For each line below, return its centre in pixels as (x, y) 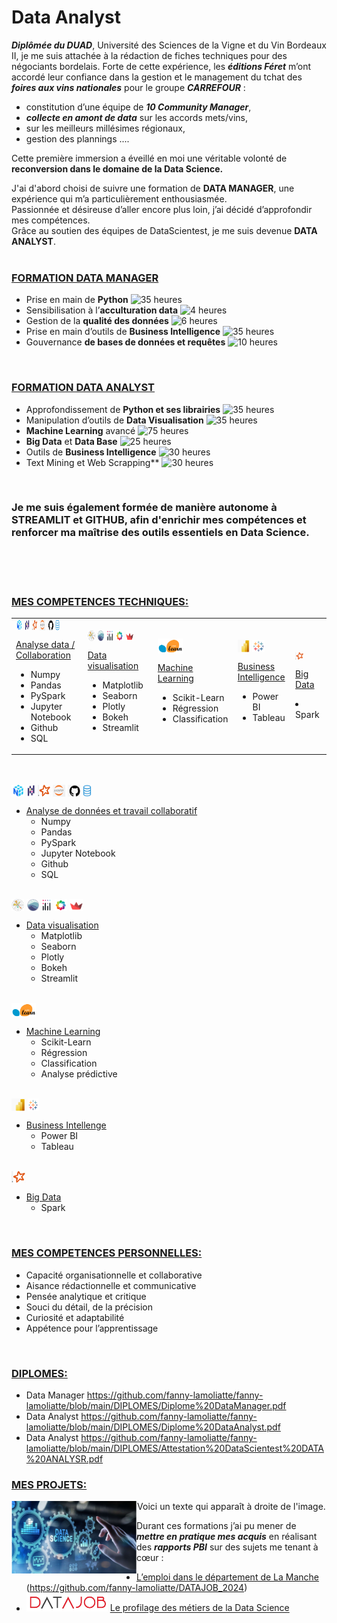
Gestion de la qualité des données (97, 321)
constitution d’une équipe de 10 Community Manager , (138, 107)
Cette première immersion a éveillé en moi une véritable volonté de (149, 158)
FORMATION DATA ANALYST (83, 388)
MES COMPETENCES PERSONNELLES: (107, 1253)
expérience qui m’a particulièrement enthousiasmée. (119, 198)
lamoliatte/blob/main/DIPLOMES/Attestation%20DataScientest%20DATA (174, 1448)
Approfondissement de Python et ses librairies (123, 409)
